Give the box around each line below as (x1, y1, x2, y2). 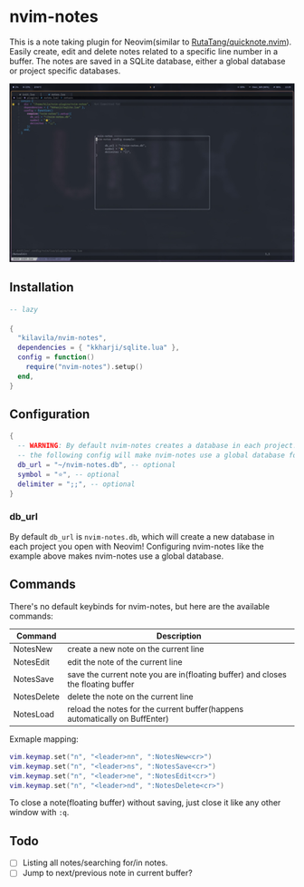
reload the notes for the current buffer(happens (67, 704, 244, 715)
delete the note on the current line (67, 691, 194, 702)
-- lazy (9, 305, 39, 314)
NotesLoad (13, 708, 54, 719)
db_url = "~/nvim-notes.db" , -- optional (17, 461, 176, 470)
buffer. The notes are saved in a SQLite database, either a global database (9, 55, 286, 66)
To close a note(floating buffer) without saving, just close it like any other (9, 797, 281, 808)
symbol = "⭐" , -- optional (17, 470, 120, 479)
